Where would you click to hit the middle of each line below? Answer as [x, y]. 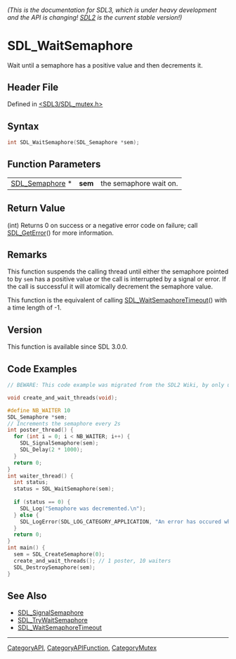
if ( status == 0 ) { [42, 502]
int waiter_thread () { [40, 476]
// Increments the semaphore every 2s [64, 423]
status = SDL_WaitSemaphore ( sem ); [64, 489]
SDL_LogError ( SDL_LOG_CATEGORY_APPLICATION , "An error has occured [120, 522]
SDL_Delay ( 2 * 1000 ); [51, 450]
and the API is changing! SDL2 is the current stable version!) [95, 17]
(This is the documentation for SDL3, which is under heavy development [112, 10]
